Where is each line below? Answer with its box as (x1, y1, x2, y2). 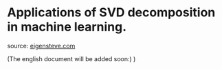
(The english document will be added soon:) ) (7, 54, 136, 63)
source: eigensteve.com (7, 41, 76, 50)
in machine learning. (7, 19, 127, 35)
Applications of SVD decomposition (7, 5, 216, 20)
